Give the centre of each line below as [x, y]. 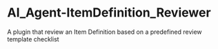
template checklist [33, 39]
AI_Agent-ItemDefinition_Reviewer [109, 13]
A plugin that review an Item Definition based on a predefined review [105, 32]
